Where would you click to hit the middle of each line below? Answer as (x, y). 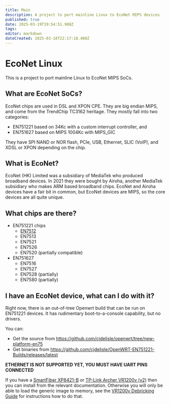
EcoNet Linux (34, 64)
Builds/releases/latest (35, 355)
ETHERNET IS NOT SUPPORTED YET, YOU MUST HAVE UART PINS (77, 365)
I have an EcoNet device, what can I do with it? (80, 296)
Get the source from (33, 339)
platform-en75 (28, 344)
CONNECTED (20, 370)
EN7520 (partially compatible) (51, 253)
